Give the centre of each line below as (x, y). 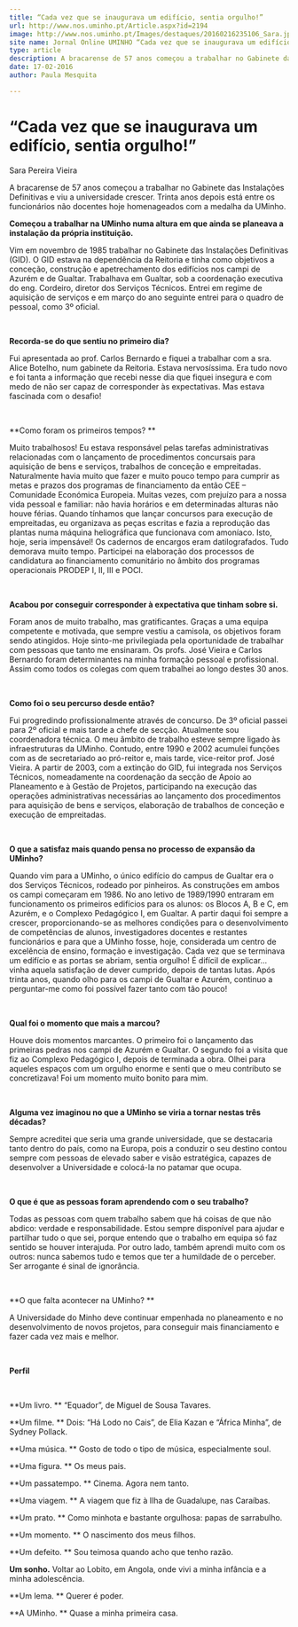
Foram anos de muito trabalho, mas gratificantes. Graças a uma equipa (139, 621)
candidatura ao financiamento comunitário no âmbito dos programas (134, 561)
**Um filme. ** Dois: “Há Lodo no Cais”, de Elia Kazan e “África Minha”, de (145, 1422)
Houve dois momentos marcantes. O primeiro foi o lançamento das (132, 1040)
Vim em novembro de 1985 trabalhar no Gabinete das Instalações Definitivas (149, 250)
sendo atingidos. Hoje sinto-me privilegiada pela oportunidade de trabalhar (146, 641)
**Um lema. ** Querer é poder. (67, 1596)
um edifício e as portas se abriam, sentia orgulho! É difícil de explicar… (138, 960)
